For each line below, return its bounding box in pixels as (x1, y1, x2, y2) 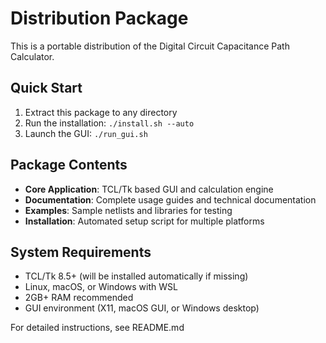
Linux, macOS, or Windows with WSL (24, 281, 178, 293)
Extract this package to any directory (24, 106, 178, 118)
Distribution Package (10, 7, 189, 30)
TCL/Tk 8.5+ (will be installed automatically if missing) (24, 270, 249, 282)
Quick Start (10, 80, 83, 97)
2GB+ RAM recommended (24, 292, 134, 304)
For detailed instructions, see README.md (10, 322, 185, 334)
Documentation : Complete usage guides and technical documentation (24, 193, 317, 206)
